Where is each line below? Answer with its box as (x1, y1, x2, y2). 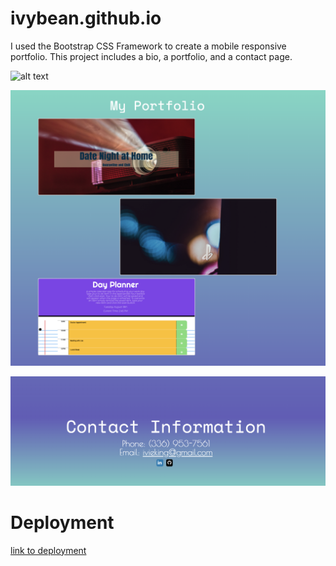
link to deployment (10, 544, 87, 556)
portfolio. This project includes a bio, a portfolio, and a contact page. (10, 50, 293, 62)
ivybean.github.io (10, 7, 162, 30)
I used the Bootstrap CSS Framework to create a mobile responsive (10, 40, 287, 52)
